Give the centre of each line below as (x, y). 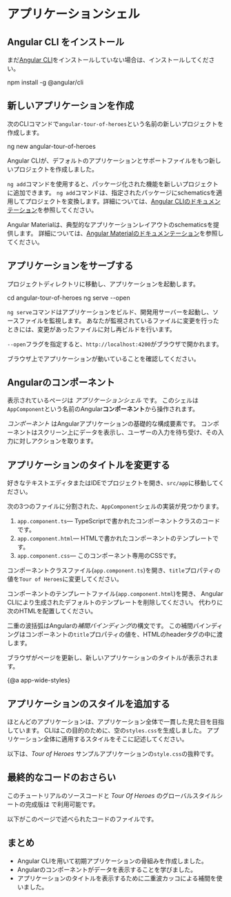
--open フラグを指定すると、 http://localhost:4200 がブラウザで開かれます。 (115, 344)
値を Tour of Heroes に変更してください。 (65, 579)
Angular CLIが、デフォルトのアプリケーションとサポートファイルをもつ (108, 161)
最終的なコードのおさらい (61, 778)
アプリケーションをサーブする (70, 266)
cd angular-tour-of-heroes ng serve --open (69, 298)
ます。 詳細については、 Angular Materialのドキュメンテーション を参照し (121, 233)
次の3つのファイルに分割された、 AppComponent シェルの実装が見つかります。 (115, 507)
